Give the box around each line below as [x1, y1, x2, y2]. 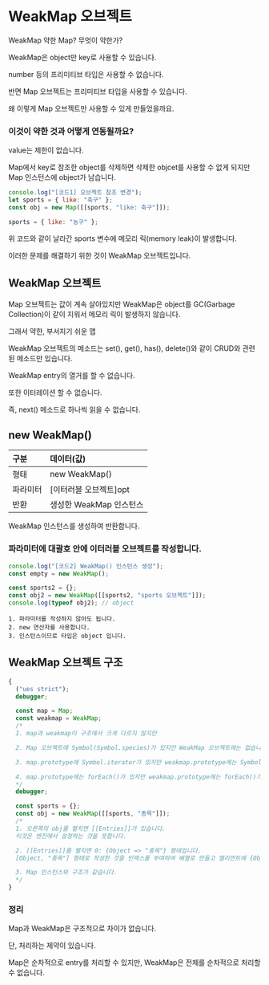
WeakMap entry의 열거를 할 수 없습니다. [8, 370, 135, 380]
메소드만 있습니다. [16, 353, 73, 363]
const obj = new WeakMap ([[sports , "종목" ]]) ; [15, 810, 171, 818]
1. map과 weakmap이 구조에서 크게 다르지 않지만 [15, 730, 158, 738]
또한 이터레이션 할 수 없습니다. [8, 387, 102, 397]
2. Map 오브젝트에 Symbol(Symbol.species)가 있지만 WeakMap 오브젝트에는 [15, 743, 242, 751]
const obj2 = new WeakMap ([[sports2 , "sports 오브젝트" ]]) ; [8, 592, 207, 600]
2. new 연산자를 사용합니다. [8, 624, 90, 632]
